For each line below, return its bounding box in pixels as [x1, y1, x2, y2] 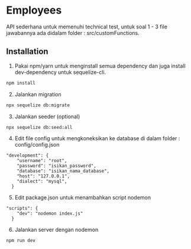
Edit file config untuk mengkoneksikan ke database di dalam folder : [14, 135, 180, 142]
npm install [6, 80, 35, 86]
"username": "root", [17, 158, 67, 164]
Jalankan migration [14, 90, 61, 98]
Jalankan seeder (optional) [14, 113, 80, 120]
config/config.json [14, 141, 60, 148]
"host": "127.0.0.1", [17, 173, 70, 179]
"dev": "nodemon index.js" [17, 211, 83, 216]
